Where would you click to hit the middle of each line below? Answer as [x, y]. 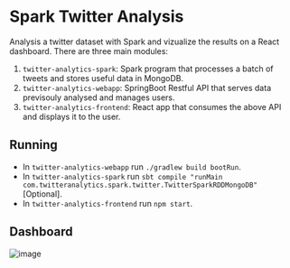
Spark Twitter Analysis [97, 17]
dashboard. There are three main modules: [89, 51]
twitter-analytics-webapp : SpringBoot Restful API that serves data [147, 88]
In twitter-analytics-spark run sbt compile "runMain [122, 176]
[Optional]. [42, 194]
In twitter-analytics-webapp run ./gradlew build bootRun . [131, 166]
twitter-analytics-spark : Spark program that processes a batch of [148, 69]
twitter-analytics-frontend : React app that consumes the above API [152, 106]
